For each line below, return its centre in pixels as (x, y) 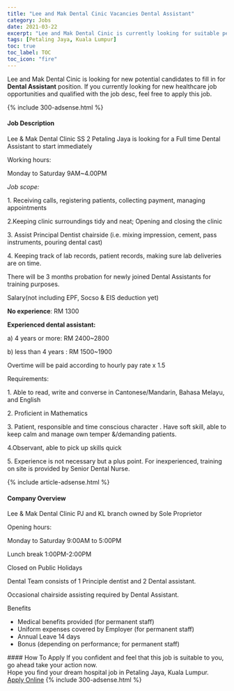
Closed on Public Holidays (45, 568)
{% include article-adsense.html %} (58, 482)
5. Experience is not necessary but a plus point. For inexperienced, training (115, 461)
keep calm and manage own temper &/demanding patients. (92, 434)
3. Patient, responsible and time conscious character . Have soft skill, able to (117, 426)
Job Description (31, 124)
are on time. (24, 263)
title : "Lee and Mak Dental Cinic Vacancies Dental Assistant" (101, 14)
